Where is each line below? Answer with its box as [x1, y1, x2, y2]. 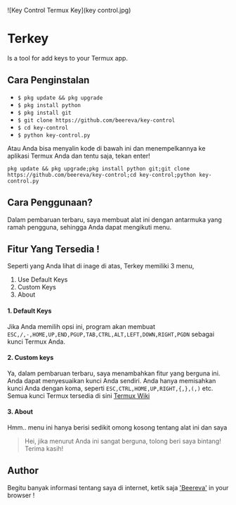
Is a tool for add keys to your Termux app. [7, 54, 129, 62]
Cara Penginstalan [7, 74, 90, 87]
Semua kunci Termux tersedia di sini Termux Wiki [7, 391, 150, 400]
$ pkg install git [17, 109, 72, 116]
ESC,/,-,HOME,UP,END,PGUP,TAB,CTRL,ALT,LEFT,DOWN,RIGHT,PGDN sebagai [7, 330, 215, 338]
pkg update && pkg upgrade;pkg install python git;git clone [7, 165, 190, 172]
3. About [7, 408, 34, 416]
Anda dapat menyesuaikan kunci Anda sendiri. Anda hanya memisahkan [7, 376, 216, 385]
